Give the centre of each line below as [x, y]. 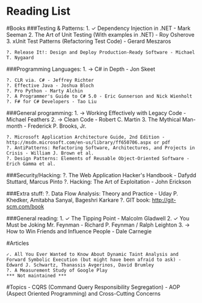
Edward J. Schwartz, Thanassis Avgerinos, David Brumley [80, 265]
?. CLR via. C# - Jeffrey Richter [50, 80]
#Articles [18, 243]
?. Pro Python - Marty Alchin [45, 91]
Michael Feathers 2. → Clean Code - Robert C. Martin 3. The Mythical [94, 119]
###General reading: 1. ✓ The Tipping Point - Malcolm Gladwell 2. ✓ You [98, 218]
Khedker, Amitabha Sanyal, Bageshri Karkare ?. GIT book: [78, 200]
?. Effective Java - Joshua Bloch [50, 86]
